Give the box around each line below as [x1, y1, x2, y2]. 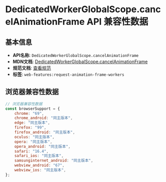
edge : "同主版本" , [14, 120, 50, 126]
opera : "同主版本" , [14, 139, 52, 144]
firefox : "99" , [14, 125, 47, 130]
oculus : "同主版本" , [14, 134, 55, 139]
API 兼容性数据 [86, 16, 149, 27]
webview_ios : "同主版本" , [14, 168, 66, 173]
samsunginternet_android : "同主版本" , [14, 158, 93, 163]
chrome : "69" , [14, 111, 44, 116]
